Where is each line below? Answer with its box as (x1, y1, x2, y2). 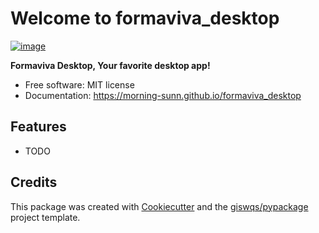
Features (10, 118, 67, 136)
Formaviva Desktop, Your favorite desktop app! (10, 59, 211, 71)
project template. (10, 211, 81, 223)
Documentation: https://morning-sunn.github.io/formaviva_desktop (24, 89, 302, 101)
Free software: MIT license (24, 78, 135, 91)
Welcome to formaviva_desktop (10, 7, 280, 30)
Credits (10, 174, 58, 191)
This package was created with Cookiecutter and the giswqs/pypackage (10, 200, 309, 212)
